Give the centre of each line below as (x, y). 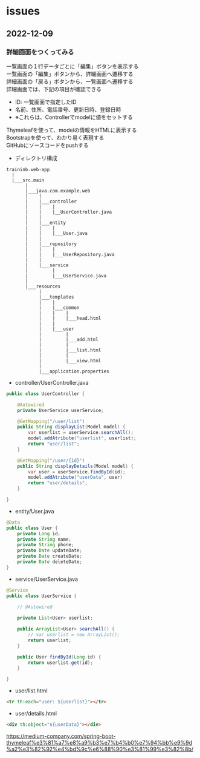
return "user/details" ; (58, 483)
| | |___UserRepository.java (70, 254)
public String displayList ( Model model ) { (71, 427)
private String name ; (44, 539)
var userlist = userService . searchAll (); (81, 433)
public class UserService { (42, 596)
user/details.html (36, 713)
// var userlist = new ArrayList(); (74, 635)
